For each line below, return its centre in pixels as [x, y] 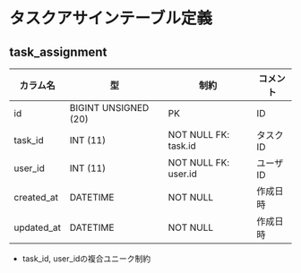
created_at [36, 197]
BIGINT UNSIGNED [109, 108]
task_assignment [58, 51]
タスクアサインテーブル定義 [111, 18]
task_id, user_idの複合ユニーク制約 [86, 259]
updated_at [37, 227]
